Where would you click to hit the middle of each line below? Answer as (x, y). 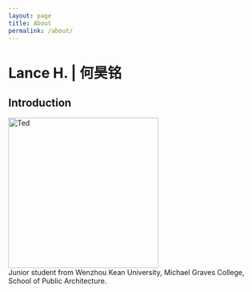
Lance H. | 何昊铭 (65, 73)
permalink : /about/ (41, 30)
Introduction (40, 102)
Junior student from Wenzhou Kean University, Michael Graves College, (126, 273)
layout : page (30, 16)
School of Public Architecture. (58, 281)
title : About (30, 23)
